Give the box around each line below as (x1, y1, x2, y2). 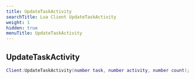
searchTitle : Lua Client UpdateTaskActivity (6, 14, 117, 20)
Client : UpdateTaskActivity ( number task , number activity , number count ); (6, 67, 190, 73)
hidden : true (6, 25, 38, 31)
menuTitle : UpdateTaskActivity (6, 30, 83, 36)
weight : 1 (6, 19, 30, 25)
